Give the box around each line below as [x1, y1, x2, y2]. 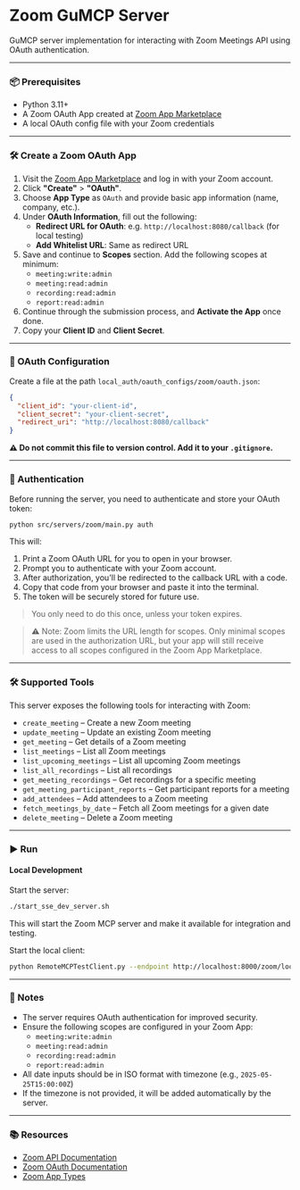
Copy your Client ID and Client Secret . [21, 325, 165, 336]
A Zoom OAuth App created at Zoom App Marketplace [21, 109, 222, 120]
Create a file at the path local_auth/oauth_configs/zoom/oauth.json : [9, 376, 261, 387]
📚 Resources [9, 1128, 69, 1141]
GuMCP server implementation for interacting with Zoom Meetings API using [9, 35, 291, 46]
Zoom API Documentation [21, 1153, 118, 1163]
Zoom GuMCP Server [9, 5, 170, 26]
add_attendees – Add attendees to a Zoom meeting [21, 793, 208, 803]
